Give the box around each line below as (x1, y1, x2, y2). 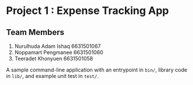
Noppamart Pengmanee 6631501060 (14, 49, 104, 56)
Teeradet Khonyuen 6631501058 (14, 55, 94, 62)
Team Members (6, 27, 64, 37)
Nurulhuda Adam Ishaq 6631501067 (14, 42, 101, 49)
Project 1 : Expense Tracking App (6, 4, 169, 17)
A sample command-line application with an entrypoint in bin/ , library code (6, 66, 188, 73)
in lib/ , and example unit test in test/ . (6, 73, 99, 79)
